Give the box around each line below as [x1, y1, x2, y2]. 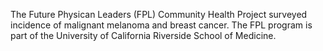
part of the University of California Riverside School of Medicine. [10, 30, 277, 41]
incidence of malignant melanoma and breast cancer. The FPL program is [10, 19, 313, 31]
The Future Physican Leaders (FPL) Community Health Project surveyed [10, 9, 308, 20]
